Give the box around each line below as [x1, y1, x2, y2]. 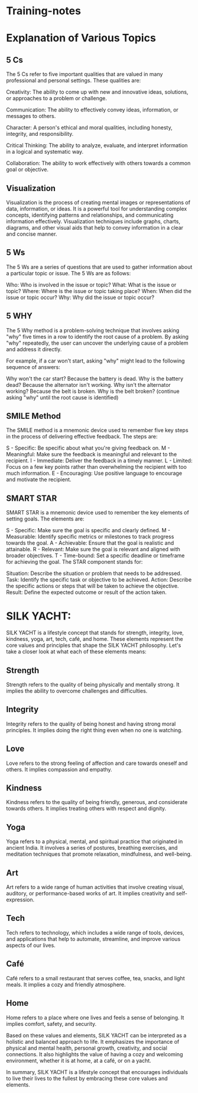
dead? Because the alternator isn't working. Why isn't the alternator [6, 381, 171, 388]
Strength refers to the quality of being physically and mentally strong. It [6, 681, 180, 688]
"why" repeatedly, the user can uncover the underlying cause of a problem [6, 339, 189, 347]
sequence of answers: [6, 363, 61, 370]
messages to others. [6, 113, 56, 120]
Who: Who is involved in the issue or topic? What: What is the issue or [6, 281, 177, 288]
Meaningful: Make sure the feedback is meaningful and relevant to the [6, 451, 177, 458]
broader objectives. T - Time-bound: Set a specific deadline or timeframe [6, 552, 185, 559]
